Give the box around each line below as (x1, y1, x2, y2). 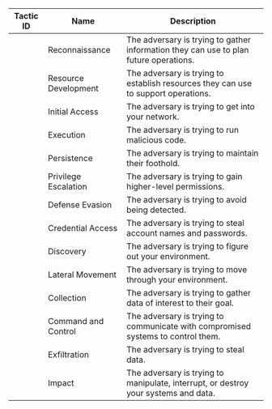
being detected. (126, 204, 186, 215)
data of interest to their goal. (126, 297, 235, 309)
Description (169, 15, 216, 27)
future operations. (126, 54, 195, 66)
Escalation (47, 181, 87, 192)
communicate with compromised (126, 321, 252, 331)
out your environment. (126, 251, 210, 262)
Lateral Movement (47, 269, 117, 280)
